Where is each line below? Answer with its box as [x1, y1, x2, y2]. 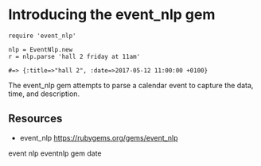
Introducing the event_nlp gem [8, 6, 216, 24]
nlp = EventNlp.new [8, 45, 73, 53]
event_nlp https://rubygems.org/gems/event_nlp [19, 133, 178, 142]
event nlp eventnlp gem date [8, 149, 102, 158]
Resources [8, 112, 63, 125]
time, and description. [8, 89, 80, 98]
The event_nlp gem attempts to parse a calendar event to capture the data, [8, 80, 254, 90]
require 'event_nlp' [8, 32, 77, 40]
